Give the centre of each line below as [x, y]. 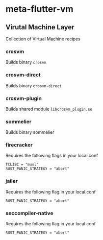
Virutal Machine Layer [40, 27]
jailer [12, 181]
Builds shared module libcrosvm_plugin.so [49, 109]
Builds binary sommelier [30, 132]
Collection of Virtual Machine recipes [43, 39]
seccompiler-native [29, 213]
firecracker [19, 145]
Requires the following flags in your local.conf [52, 156]
